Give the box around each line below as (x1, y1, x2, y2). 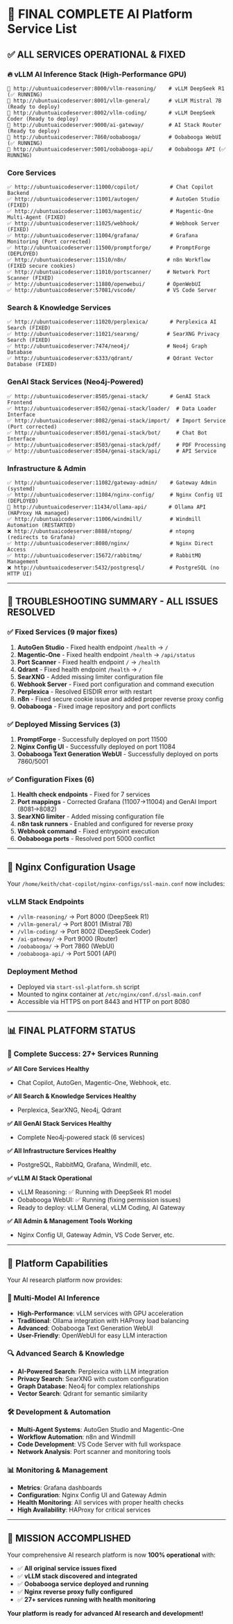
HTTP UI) (7, 570, 33, 578)
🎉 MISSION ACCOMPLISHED (7, 1532, 132, 1544)
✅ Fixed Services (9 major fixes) (7, 627, 118, 637)
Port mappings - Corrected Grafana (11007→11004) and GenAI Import (17, 798, 217, 806)
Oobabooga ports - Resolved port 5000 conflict (17, 835, 155, 843)
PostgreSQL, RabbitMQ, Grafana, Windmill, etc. (17, 1161, 152, 1169)
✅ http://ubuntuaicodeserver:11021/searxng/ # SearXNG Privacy (7, 331, 220, 338)
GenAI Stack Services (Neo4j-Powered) (7, 377, 144, 387)
